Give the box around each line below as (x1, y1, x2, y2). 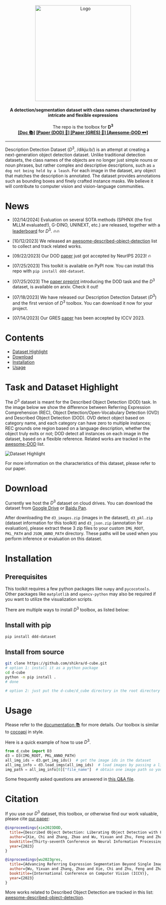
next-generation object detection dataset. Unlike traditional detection (5, 151, 146, 158)
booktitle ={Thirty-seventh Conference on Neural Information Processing (9, 839, 163, 844)
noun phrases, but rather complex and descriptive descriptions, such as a (5, 162, 155, 168)
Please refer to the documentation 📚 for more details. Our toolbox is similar (5, 722, 159, 727)
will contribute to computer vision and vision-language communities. (5, 183, 145, 189)
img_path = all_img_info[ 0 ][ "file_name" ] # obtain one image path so (5, 767, 154, 772)
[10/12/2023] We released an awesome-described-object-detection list (12, 238, 157, 244)
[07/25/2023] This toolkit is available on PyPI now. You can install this (12, 263, 154, 269)
